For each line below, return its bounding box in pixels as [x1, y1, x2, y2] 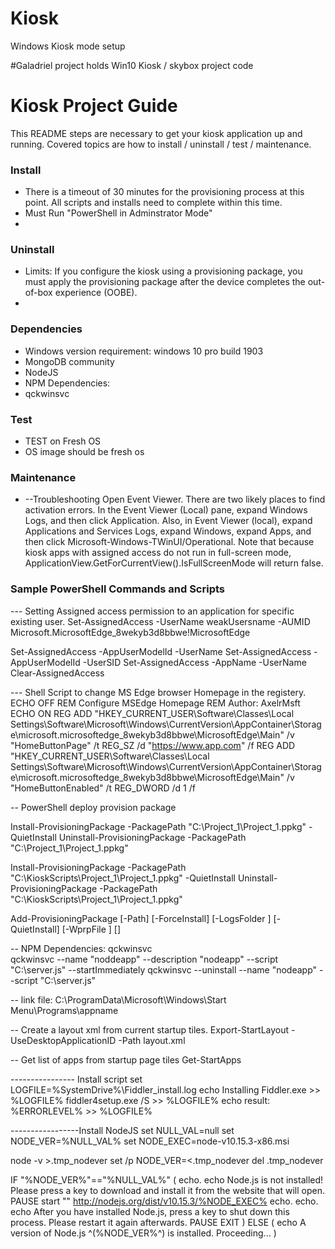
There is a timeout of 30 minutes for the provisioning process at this [24, 186, 305, 198]
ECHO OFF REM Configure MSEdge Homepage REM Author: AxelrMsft [10, 697, 301, 709]
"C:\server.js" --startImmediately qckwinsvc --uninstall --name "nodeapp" [10, 963, 318, 976]
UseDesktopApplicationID [10, 1034, 117, 1046]
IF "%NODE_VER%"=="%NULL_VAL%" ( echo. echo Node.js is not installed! [10, 1173, 324, 1186]
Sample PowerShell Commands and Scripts [10, 582, 225, 596]
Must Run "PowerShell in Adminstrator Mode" [24, 207, 213, 219]
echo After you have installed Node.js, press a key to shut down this [10, 1205, 290, 1217]
